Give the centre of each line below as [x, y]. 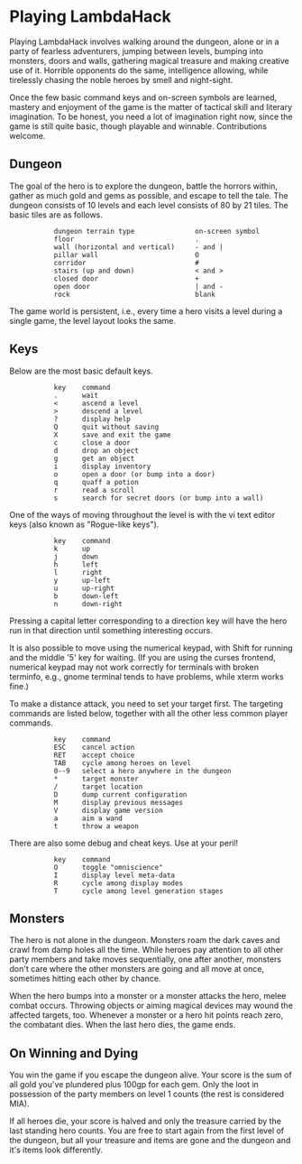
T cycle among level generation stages [138, 891]
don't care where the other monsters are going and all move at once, [137, 969]
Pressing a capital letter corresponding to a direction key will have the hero [148, 621]
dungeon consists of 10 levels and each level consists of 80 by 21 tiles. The [149, 205]
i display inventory [102, 467]
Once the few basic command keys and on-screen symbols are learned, [143, 97]
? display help [92, 419]
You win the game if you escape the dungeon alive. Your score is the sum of [151, 1075]
